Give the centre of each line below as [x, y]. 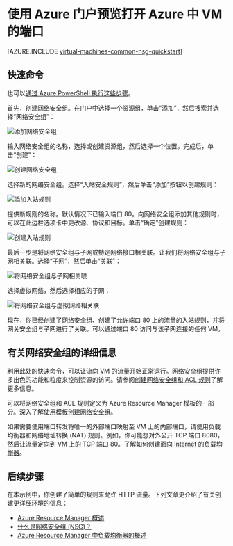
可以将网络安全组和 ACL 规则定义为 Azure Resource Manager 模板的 [105, 403]
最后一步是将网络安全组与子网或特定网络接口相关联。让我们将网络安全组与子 [116, 252]
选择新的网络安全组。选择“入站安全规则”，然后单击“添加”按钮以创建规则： [113, 184]
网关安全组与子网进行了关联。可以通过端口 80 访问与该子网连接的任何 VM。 [115, 328]
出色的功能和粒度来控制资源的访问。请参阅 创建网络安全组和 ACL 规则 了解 [118, 379]
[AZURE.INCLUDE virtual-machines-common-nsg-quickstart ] [95, 51]
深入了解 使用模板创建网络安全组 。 [68, 412]
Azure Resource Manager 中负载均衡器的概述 [82, 536]
